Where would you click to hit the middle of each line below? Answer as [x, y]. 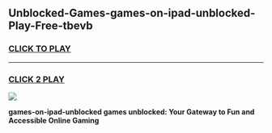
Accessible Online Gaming [54, 120]
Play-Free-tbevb [51, 26]
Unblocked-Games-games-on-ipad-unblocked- [132, 13]
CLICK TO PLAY [40, 49]
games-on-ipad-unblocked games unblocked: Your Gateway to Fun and [132, 111]
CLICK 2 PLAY [36, 79]
